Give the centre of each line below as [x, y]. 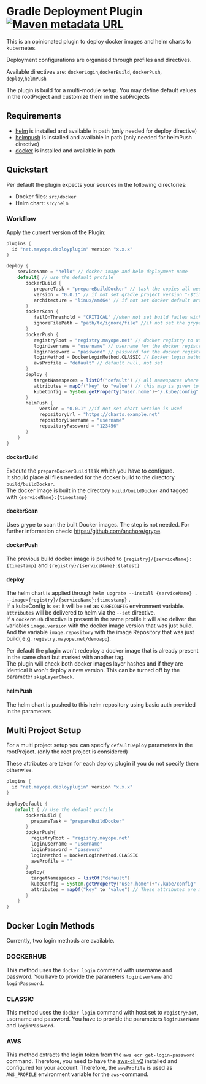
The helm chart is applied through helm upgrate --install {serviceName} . [102, 593]
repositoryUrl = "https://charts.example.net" [100, 415]
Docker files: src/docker [46, 196]
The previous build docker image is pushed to [64, 559]
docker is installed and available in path [65, 150]
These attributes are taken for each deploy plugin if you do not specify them [103, 764]
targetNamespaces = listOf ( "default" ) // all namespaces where [116, 380]
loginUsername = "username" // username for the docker [106, 346]
